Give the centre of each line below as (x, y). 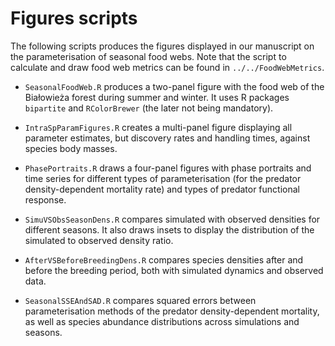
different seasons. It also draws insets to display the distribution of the (169, 229)
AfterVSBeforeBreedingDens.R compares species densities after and (164, 259)
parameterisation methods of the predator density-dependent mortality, (172, 311)
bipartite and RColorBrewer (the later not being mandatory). (149, 108)
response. (45, 199)
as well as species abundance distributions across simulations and (162, 321)
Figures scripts (74, 18)
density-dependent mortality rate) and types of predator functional (162, 189)
